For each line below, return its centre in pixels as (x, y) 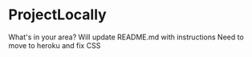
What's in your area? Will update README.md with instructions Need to (126, 37)
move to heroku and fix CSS (55, 45)
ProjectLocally (57, 15)
